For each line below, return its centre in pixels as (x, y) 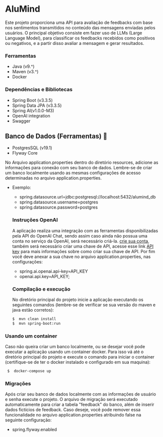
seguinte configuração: (29, 420)
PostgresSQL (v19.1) (32, 148)
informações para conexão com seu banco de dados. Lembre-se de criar (79, 168)
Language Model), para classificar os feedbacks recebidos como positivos (80, 38)
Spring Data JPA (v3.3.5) (37, 105)
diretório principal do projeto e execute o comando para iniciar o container (80, 357)
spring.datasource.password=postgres (59, 207)
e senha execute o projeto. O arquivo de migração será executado (71, 399)
